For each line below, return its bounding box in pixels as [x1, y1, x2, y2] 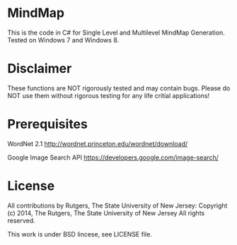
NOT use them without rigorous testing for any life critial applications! [7, 91, 210, 100]
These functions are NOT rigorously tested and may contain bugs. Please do [7, 83, 231, 92]
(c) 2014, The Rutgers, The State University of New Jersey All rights [7, 208, 205, 217]
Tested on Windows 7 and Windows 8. [7, 35, 120, 44]
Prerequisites [7, 116, 88, 132]
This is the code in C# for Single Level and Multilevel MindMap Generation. [7, 28, 225, 37]
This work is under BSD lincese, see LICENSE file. [7, 229, 152, 238]
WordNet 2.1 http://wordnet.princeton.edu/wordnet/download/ [7, 139, 188, 148]
